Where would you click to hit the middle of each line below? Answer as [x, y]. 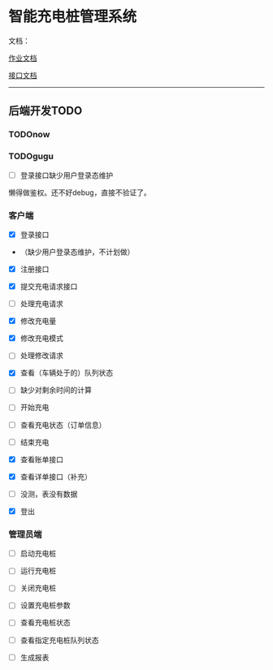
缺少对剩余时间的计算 [56, 390]
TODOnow [29, 135]
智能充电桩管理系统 [73, 17]
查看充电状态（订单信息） [63, 425]
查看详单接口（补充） [56, 477]
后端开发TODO [45, 111]
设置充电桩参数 [45, 605]
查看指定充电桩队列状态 [59, 640]
